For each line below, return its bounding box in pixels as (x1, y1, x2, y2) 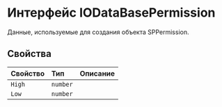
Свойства (7, 48, 52, 60)
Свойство (10, 68, 45, 78)
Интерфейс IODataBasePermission (7, 5, 216, 21)
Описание (79, 68, 116, 78)
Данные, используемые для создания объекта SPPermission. (7, 28, 189, 36)
